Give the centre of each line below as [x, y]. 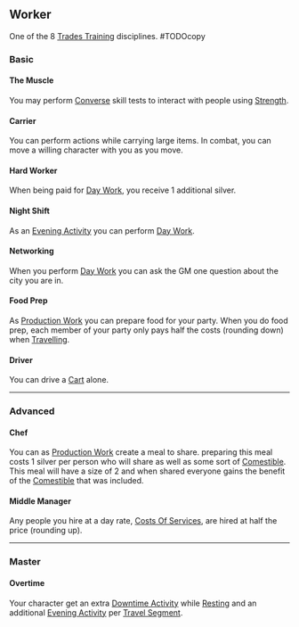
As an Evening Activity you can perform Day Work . [102, 230]
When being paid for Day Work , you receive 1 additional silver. [123, 190]
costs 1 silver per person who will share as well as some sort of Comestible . [148, 462]
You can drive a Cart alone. [59, 380]
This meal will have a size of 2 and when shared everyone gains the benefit [147, 471]
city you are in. [36, 280]
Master [25, 562]
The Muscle [32, 80]
